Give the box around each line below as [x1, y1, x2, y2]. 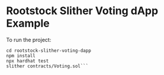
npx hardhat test [6, 58, 49, 64]
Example [6, 17, 50, 30]
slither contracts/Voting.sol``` [6, 63, 89, 69]
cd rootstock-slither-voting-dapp [6, 47, 92, 54]
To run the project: [6, 36, 52, 43]
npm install [6, 53, 36, 58]
